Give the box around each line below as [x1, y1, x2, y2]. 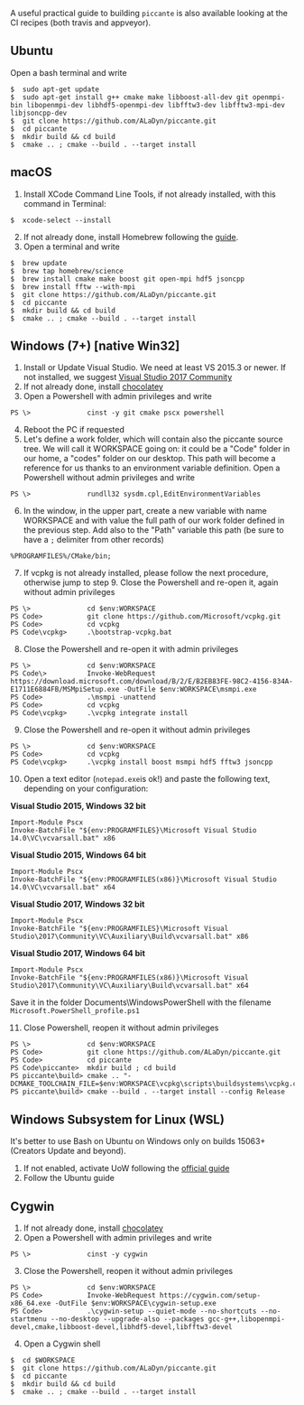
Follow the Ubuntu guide [23, 1173, 115, 1184]
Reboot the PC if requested [23, 424, 124, 435]
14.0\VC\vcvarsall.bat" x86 [10, 834, 116, 843]
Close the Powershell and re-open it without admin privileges [23, 724, 251, 735]
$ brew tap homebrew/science [10, 266, 124, 275]
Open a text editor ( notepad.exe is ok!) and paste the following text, [23, 774, 271, 785]
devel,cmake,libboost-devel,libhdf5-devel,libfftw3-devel [10, 1323, 233, 1332]
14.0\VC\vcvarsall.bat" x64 [10, 883, 116, 892]
